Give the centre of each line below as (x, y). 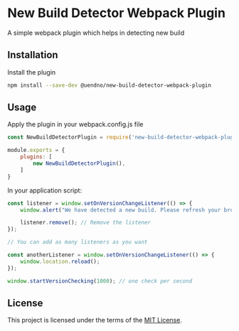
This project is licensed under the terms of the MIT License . (95, 320)
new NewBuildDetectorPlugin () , (79, 164)
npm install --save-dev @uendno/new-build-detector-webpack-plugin (110, 85)
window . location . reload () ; (60, 261)
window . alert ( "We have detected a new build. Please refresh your (121, 210)
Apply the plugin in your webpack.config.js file (75, 124)
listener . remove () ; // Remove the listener (86, 223)
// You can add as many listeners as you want (78, 242)
